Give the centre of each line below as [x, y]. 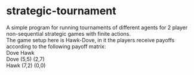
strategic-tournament [61, 11]
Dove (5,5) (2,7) [25, 59]
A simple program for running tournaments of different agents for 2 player [97, 27]
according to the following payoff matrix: [56, 46]
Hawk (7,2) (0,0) [26, 65]
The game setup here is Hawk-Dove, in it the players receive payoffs [90, 40]
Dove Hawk [20, 52]
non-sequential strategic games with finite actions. [69, 33]
